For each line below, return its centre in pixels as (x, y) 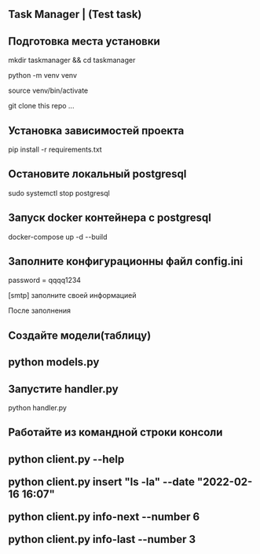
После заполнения (40, 310)
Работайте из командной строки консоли (115, 433)
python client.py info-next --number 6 (104, 517)
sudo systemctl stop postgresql (59, 193)
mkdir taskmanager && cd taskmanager (72, 61)
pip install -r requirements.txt (55, 149)
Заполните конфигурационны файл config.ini (126, 261)
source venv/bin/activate (48, 90)
